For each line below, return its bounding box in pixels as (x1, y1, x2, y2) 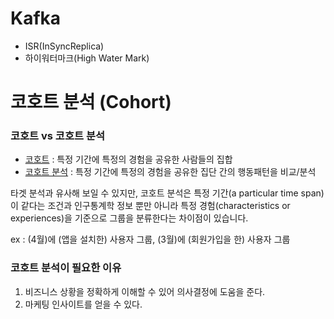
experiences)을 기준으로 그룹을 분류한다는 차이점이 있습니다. (10, 212, 249, 224)
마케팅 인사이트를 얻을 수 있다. (24, 298, 143, 310)
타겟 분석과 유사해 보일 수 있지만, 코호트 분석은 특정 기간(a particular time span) (10, 187, 325, 199)
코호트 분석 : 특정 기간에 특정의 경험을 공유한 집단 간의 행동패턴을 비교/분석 (24, 166, 317, 178)
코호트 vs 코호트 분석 (10, 129, 105, 143)
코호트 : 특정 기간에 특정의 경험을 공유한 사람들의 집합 (24, 153, 233, 166)
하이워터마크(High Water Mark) (24, 52, 150, 64)
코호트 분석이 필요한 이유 (10, 261, 122, 275)
